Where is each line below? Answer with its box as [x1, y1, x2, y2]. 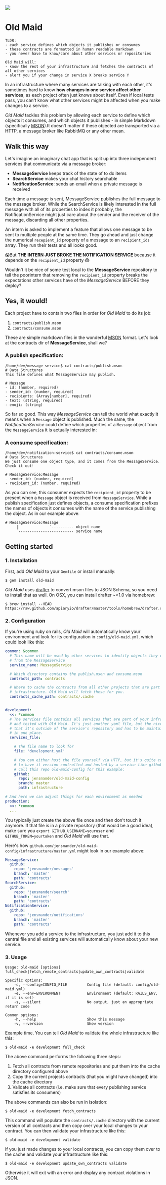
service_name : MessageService [9, 662, 72, 668]
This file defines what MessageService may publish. [5, 372, 116, 377]
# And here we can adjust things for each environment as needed [5, 794, 142, 799]
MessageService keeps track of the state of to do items [12, 170, 127, 176]
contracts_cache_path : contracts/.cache [9, 694, 94, 699]
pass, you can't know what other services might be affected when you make [5, 97, 161, 103]
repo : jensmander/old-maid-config [18, 776, 90, 781]
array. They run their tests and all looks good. [5, 242, 98, 248]
